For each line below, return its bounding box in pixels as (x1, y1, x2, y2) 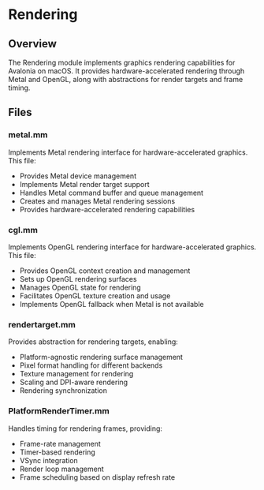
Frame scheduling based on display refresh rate (19, 472, 176, 482)
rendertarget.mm (8, 319, 76, 330)
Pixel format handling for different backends (19, 361, 163, 370)
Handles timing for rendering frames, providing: (8, 424, 163, 433)
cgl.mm (8, 224, 38, 235)
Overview (8, 37, 58, 50)
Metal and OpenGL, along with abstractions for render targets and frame (8, 75, 244, 84)
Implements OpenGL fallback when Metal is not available (19, 299, 204, 309)
